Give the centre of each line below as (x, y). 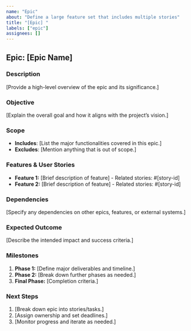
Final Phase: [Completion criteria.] (56, 281)
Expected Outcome (34, 227)
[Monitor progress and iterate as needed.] (65, 322)
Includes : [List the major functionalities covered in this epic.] (88, 143)
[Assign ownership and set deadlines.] (61, 315)
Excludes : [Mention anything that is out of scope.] (75, 150)
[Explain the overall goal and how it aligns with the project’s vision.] (87, 115)
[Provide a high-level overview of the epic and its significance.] (83, 87)
